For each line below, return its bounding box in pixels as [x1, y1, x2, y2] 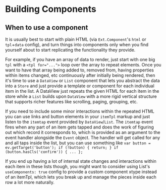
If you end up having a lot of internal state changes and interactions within [5, 158, 157, 164]
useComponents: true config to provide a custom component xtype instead [5, 169, 157, 175]
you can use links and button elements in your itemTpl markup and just [5, 114, 150, 120]
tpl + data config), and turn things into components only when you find [5, 42, 149, 48]
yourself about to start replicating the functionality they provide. [5, 47, 136, 53]
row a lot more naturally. [5, 180, 55, 185]
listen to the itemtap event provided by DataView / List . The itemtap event [5, 119, 153, 125]
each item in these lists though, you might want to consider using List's [5, 164, 150, 169]
